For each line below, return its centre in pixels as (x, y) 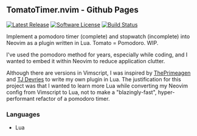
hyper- (166, 92)
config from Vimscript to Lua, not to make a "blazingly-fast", (81, 92)
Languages (23, 114)
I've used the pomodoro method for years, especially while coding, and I (97, 55)
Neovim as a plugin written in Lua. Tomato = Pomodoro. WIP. (82, 42)
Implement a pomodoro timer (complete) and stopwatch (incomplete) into (98, 36)
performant (20, 98)
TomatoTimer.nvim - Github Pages (72, 10)
